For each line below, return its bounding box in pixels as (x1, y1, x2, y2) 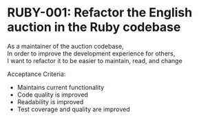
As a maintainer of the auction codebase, (7, 42, 124, 50)
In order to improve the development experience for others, (7, 49, 176, 58)
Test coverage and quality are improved (17, 105, 131, 113)
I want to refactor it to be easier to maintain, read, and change (7, 56, 182, 64)
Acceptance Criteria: (7, 70, 66, 78)
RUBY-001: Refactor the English (7, 5, 193, 21)
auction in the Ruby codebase (7, 19, 181, 35)
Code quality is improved (17, 91, 88, 99)
